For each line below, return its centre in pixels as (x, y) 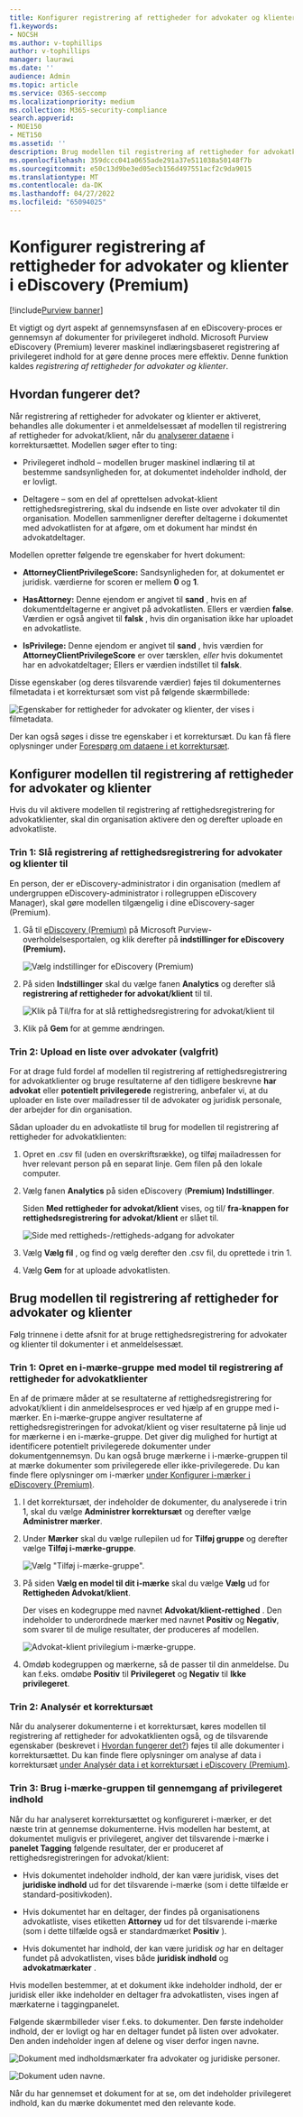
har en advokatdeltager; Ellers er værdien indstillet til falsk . (132, 665)
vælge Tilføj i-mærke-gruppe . (79, 1549)
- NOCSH (24, 34)
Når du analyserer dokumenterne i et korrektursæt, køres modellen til (138, 1726)
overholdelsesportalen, (65, 939)
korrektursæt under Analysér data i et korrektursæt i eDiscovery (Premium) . (150, 1765)
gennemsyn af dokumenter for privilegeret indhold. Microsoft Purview (139, 337)
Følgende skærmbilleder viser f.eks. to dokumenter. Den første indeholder (147, 2021)
